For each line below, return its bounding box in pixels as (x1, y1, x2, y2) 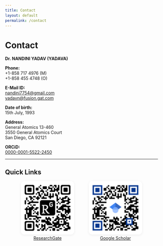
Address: (5, 119, 24, 125)
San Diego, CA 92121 (5, 135, 47, 141)
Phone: (5, 65, 20, 71)
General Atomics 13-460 (5, 124, 54, 130)
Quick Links (5, 168, 42, 176)
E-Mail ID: (5, 85, 25, 91)
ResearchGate (33, 235, 62, 241)
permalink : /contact (5, 18, 47, 23)
